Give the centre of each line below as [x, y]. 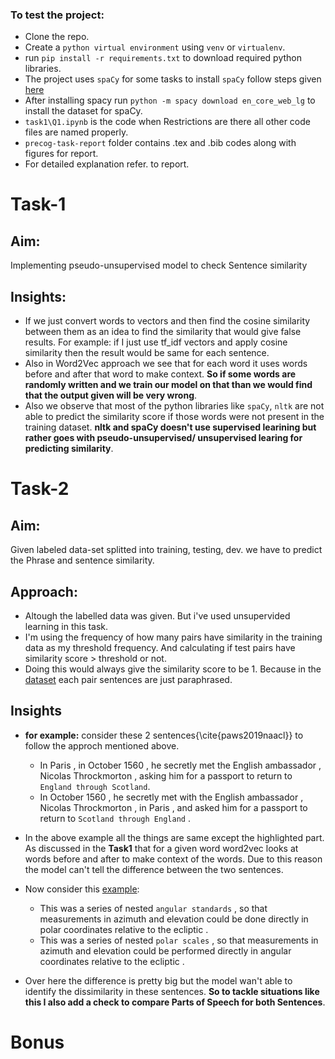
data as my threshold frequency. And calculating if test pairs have [160, 647]
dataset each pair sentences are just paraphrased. [128, 679]
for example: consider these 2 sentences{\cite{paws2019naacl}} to [164, 735]
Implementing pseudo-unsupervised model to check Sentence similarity [159, 265]
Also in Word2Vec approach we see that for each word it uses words [166, 364]
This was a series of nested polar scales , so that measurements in [179, 940]
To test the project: [57, 15]
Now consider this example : [82, 889]
